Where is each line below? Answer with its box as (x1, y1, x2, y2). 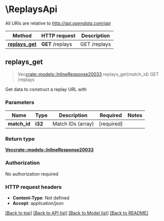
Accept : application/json (12, 200, 64, 206)
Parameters (5, 99, 34, 106)
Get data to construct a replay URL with (5, 86, 87, 92)
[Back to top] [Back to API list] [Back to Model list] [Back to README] (5, 210, 148, 216)
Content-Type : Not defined (12, 195, 69, 201)
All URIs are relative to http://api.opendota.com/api (5, 20, 111, 26)
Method (12, 32, 32, 39)
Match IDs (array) (52, 120, 94, 127)
